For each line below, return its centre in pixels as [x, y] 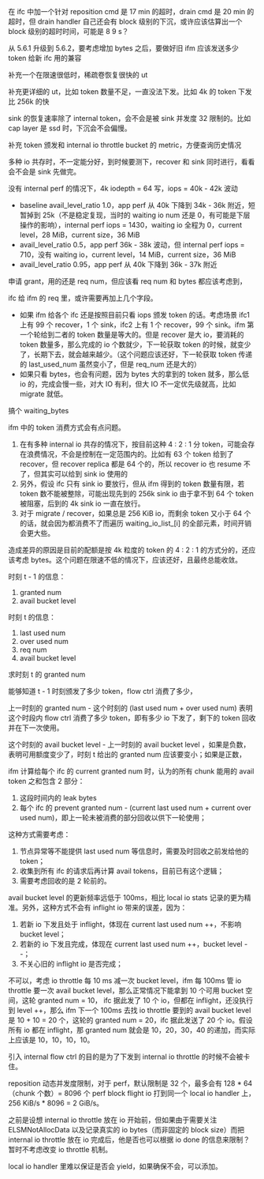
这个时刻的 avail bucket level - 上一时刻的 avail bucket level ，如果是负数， [129, 744]
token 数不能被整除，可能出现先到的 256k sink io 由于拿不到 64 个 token [137, 493]
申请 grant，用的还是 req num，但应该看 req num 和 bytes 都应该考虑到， [127, 281]
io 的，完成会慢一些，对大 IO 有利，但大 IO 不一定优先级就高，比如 [128, 384]
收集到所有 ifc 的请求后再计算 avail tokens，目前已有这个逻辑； [122, 871]
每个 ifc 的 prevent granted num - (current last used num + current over [136, 808]
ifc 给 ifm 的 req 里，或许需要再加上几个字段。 [83, 298]
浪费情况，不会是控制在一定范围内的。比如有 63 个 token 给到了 [130, 454]
